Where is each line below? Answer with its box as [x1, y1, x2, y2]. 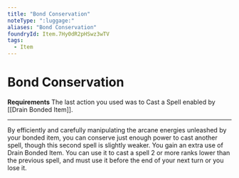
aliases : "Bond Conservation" [7, 23, 97, 31]
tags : [7, 37, 23, 44]
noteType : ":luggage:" [7, 17, 75, 24]
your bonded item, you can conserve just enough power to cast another [7, 133, 218, 142]
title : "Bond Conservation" [7, 10, 91, 18]
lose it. [7, 163, 27, 172]
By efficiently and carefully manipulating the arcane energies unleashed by [7, 125, 227, 134]
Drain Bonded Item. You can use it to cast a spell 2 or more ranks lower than [7, 148, 230, 157]
